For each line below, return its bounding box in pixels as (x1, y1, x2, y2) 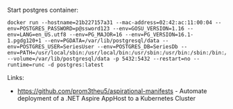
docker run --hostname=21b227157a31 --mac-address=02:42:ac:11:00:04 (7, 19, 213, 26)
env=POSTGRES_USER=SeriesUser (7, 43, 95, 50)
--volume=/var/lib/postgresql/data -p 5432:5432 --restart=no (7, 55, 191, 62)
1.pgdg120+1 (7, 37, 42, 44)
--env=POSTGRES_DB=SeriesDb (96, 43, 178, 50)
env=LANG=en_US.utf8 (7, 31, 67, 38)
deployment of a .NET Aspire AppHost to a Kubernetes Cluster (17, 95, 196, 102)
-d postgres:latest (47, 61, 104, 68)
